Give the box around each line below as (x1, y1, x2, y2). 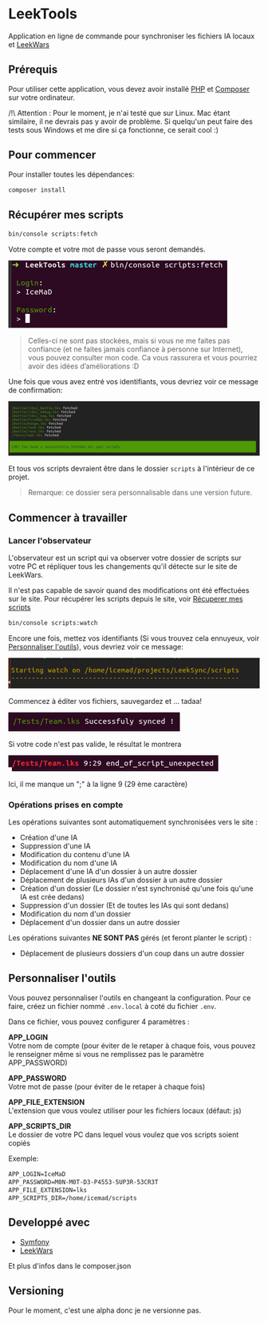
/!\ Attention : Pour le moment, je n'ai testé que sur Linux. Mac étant (8, 108, 231, 117)
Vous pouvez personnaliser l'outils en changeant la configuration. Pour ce (8, 992, 251, 1003)
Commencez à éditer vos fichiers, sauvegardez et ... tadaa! (8, 696, 202, 705)
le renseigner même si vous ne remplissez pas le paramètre (8, 1049, 205, 1059)
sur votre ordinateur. (8, 93, 76, 102)
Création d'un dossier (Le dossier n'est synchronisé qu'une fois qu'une (19, 884, 254, 893)
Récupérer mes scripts (8, 208, 124, 221)
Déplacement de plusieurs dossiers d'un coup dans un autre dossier (19, 948, 245, 959)
